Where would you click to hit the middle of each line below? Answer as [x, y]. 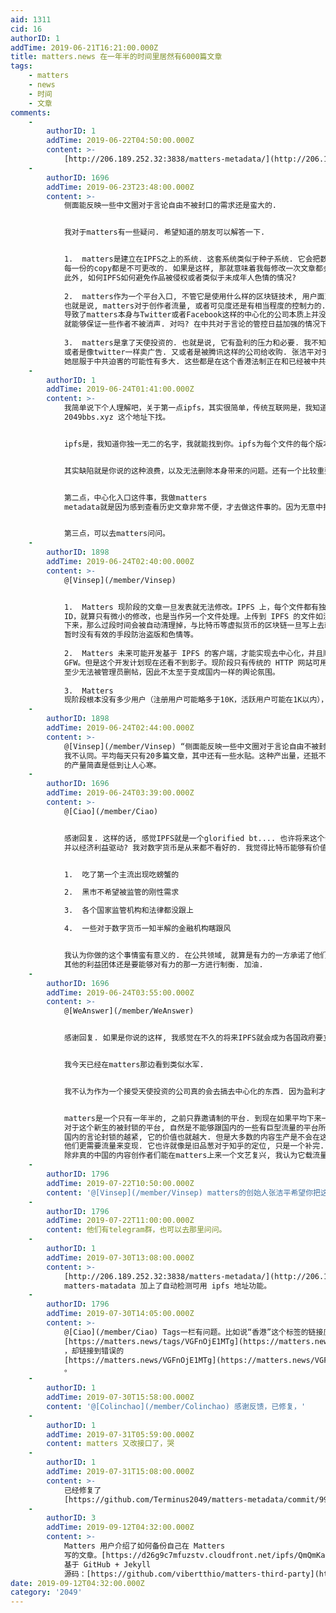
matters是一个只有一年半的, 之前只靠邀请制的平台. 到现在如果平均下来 [192, 1118]
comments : [31, 112]
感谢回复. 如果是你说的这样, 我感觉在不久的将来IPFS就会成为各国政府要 [193, 1038]
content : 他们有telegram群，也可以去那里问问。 [136, 1230]
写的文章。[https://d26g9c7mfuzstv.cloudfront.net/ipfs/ [181, 1555]
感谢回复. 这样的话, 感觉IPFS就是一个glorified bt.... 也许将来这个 [194, 838]
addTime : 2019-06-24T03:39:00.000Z [120, 793]
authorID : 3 [71, 1518]
